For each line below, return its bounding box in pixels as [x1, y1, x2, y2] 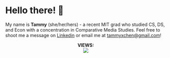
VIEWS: [77, 42, 94, 48]
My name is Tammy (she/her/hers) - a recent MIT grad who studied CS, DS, [5, 21, 165, 27]
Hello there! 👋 [5, 5, 64, 16]
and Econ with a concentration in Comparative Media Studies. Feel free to [5, 26, 160, 33]
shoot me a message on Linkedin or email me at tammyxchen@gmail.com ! [5, 32, 162, 38]
